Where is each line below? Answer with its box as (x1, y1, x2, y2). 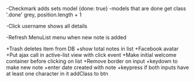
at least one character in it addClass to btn (6, 70, 108, 77)
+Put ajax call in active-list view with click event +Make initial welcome (6, 52, 177, 58)
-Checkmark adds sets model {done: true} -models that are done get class (6, 5, 186, 12)
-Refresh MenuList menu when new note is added (6, 34, 127, 40)
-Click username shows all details (6, 23, 88, 29)
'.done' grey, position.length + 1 (6, 11, 82, 18)
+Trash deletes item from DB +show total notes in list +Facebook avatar (6, 45, 179, 52)
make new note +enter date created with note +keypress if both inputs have (6, 64, 189, 71)
